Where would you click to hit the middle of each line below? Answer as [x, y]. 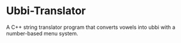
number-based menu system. [42, 33]
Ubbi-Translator [46, 11]
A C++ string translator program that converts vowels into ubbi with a [91, 27]
